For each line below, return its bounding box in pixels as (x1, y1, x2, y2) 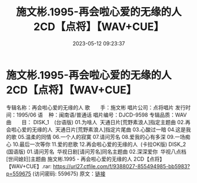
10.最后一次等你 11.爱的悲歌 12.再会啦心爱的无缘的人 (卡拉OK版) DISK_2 (12, 141, 186, 148)
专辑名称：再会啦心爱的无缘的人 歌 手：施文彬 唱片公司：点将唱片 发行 (6, 104, 186, 111)
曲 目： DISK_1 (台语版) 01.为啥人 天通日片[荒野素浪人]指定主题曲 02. (6, 118, 185, 125)
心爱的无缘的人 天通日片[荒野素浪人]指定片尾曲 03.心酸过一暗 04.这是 (16, 126, 186, 133)
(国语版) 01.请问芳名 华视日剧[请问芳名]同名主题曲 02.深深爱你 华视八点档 (6, 148, 187, 155)
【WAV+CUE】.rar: (6, 162, 52, 169)
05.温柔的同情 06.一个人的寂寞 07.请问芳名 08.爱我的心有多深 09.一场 (17, 133, 185, 140)
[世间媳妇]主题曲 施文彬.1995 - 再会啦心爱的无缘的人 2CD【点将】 (6, 155, 165, 162)
